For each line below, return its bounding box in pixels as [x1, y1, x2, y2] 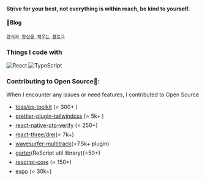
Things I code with [6, 48, 62, 56]
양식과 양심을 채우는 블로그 [6, 34, 65, 40]
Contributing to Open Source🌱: [6, 77, 100, 86]
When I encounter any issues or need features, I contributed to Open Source [6, 91, 199, 98]
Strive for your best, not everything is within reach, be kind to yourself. [6, 5, 190, 12]
